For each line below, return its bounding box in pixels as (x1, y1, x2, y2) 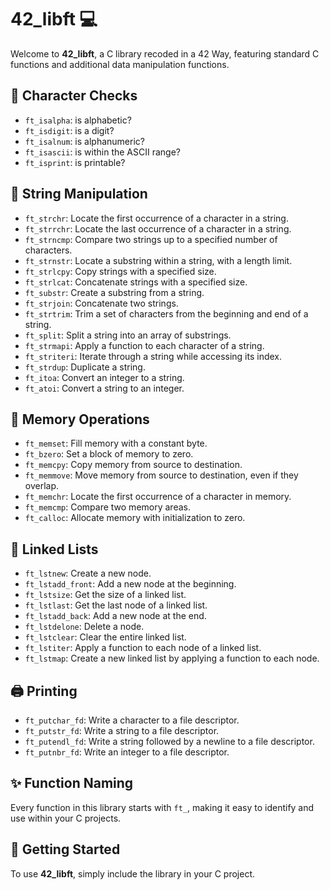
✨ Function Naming (10, 775, 134, 792)
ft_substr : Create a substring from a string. (24, 286, 205, 298)
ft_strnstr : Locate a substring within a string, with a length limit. (24, 254, 293, 266)
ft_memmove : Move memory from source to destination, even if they (24, 469, 299, 481)
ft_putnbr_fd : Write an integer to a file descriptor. (24, 746, 230, 758)
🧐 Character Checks (10, 87, 138, 105)
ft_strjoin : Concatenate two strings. (24, 297, 179, 309)
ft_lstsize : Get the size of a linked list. (24, 589, 187, 601)
